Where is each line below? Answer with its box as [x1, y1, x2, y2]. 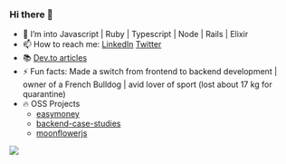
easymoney [35, 109, 80, 120]
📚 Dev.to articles [22, 53, 88, 63]
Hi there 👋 [9, 8, 54, 21]
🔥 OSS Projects [22, 99, 81, 110]
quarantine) [22, 89, 66, 100]
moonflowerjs [35, 128, 88, 139]
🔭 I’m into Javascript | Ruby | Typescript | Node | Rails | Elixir [22, 29, 249, 40]
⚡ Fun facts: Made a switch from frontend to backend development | [22, 66, 278, 77]
